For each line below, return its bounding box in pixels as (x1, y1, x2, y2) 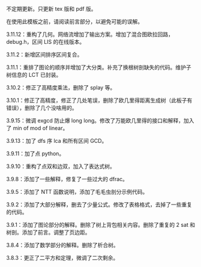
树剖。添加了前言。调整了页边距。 (6, 229, 91, 236)
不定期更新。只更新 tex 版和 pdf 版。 (6, 5, 97, 12)
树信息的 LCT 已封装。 (6, 71, 62, 78)
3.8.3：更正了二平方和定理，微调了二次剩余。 (6, 254, 119, 261)
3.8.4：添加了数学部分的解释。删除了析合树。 (6, 242, 119, 248)
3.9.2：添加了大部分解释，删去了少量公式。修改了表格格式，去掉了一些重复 (6, 201, 193, 208)
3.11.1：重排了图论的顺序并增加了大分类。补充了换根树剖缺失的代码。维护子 (6, 64, 192, 71)
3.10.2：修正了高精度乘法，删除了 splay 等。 (6, 84, 116, 91)
